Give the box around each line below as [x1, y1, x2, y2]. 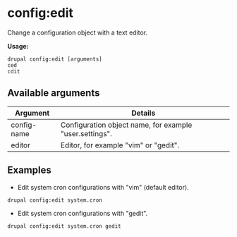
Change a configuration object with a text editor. [7, 28, 148, 37]
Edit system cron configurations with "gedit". [17, 209, 148, 217]
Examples [7, 164, 51, 176]
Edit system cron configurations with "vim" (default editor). [17, 183, 189, 191]
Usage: [7, 42, 30, 50]
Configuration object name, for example [60, 120, 193, 130]
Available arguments [7, 87, 100, 99]
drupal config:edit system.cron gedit [7, 222, 121, 230]
